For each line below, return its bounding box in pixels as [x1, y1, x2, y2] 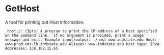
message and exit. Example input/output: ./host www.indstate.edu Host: [5, 37, 157, 42]
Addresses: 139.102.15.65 [5, 46, 58, 51]
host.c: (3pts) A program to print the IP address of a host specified [7, 28, 157, 33]
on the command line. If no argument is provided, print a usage [5, 33, 144, 38]
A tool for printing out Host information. [5, 19, 84, 25]
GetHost [5, 3, 40, 14]
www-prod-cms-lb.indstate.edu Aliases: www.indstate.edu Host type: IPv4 [5, 41, 160, 47]
